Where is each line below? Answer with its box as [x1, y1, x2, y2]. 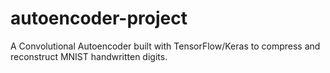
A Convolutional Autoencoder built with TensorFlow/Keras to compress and [10, 40, 321, 52]
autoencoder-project [10, 7, 188, 30]
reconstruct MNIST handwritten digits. [10, 50, 168, 62]
